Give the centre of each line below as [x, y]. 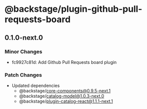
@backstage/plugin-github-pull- [73, 9]
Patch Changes [23, 75]
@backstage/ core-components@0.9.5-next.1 [65, 91]
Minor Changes [23, 52]
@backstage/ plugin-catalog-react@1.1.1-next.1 [66, 101]
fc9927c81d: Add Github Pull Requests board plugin [64, 62]
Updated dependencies [36, 86]
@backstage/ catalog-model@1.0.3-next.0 [62, 96]
